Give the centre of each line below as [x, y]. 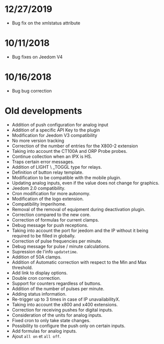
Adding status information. [39, 294]
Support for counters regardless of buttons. [57, 283]
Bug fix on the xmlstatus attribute [46, 23]
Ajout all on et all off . [36, 336]
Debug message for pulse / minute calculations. [61, 246]
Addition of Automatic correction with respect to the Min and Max [79, 262]
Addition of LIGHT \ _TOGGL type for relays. [57, 167]
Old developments [44, 111]
